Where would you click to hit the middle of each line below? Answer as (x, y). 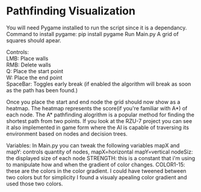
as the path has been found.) (42, 90)
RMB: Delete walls (29, 65)
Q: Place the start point (35, 71)
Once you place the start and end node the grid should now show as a (93, 102)
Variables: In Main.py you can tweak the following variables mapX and (93, 145)
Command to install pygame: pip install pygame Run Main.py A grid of (92, 34)
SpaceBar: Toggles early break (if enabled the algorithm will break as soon (99, 84)
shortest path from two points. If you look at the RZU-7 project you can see (99, 121)
